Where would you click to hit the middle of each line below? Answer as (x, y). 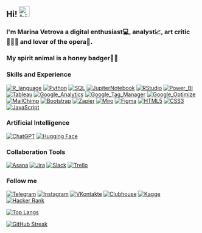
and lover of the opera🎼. (57, 42)
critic (182, 32)
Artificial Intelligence (38, 123)
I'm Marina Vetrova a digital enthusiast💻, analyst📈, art (90, 32)
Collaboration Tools (36, 151)
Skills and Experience (39, 75)
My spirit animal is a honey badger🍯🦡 (62, 58)
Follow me (22, 181)
